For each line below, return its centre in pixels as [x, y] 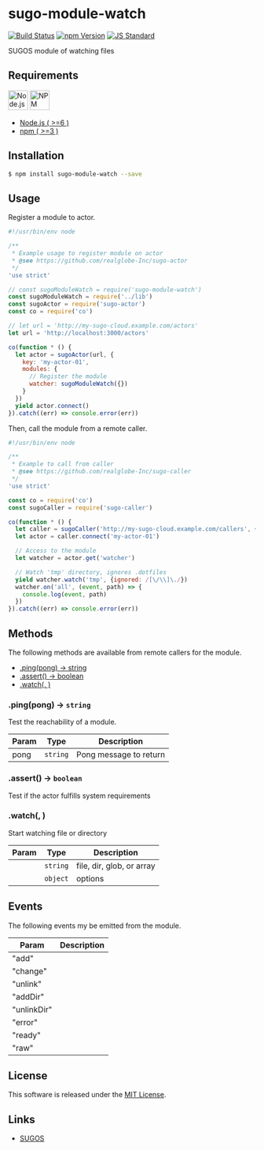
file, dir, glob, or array [115, 866]
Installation [36, 156]
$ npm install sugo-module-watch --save [75, 174]
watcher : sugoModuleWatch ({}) [78, 384]
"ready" [26, 1035]
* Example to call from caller [62, 464]
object [57, 878]
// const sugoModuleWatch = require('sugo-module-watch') [105, 289]
